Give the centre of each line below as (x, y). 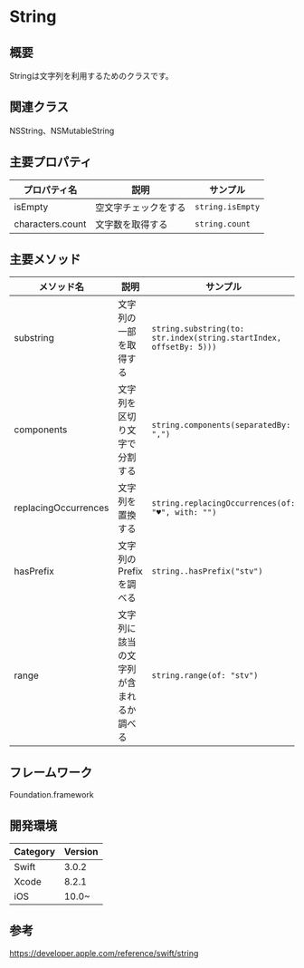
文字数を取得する (131, 224)
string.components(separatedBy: (221, 425)
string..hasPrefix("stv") (207, 571)
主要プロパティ (51, 162)
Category (35, 852)
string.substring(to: (198, 329)
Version (81, 852)
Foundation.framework (52, 795)
